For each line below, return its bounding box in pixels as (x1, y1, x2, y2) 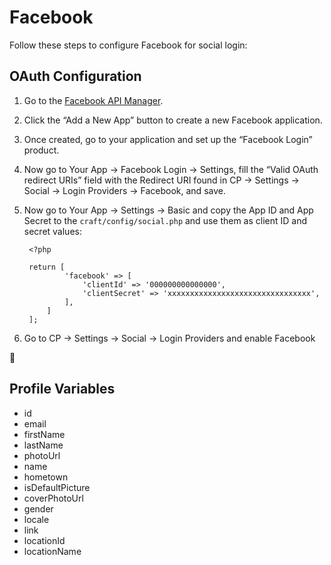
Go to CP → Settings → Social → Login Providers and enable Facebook (23, 332, 316, 344)
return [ (28, 262, 66, 272)
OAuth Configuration (9, 68, 142, 85)
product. (23, 144, 60, 156)
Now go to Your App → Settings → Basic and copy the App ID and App (23, 204, 314, 216)
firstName (23, 428, 66, 440)
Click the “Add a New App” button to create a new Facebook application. (23, 114, 323, 126)
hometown (23, 471, 69, 483)
